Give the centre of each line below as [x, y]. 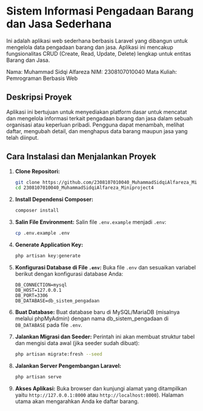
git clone [28, 182]
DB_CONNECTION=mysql [41, 285]
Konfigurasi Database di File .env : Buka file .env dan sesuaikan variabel [105, 267]
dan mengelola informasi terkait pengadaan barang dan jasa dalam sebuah [99, 118]
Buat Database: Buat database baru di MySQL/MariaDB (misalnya [97, 312]
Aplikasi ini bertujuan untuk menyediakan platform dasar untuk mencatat [97, 112]
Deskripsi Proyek [39, 97]
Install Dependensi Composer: [54, 199]
